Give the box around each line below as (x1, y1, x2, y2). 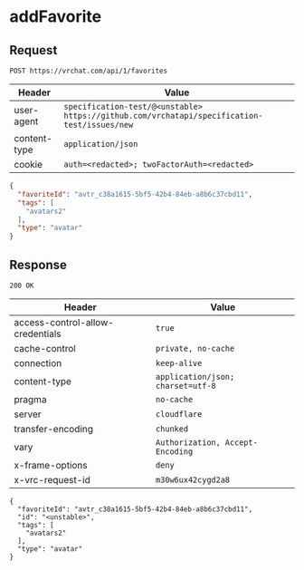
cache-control (14, 342, 77, 354)
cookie (14, 159, 43, 170)
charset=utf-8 (155, 381, 217, 391)
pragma (14, 392, 47, 405)
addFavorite (9, 6, 102, 27)
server (14, 408, 43, 420)
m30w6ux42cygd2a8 (155, 474, 231, 485)
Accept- (224, 437, 258, 448)
